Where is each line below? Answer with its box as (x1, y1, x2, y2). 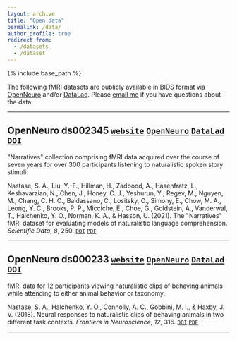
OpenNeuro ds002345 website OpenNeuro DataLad (7, 125, 224, 137)
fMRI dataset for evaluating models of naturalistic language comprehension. (7, 219, 228, 227)
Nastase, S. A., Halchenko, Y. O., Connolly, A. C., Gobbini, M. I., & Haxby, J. (7, 303, 225, 311)
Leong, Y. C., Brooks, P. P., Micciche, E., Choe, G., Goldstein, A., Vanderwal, (7, 204, 228, 212)
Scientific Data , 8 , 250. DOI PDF (7, 226, 97, 235)
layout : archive (7, 10, 55, 18)
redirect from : (7, 37, 52, 44)
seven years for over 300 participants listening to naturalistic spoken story (7, 160, 224, 169)
